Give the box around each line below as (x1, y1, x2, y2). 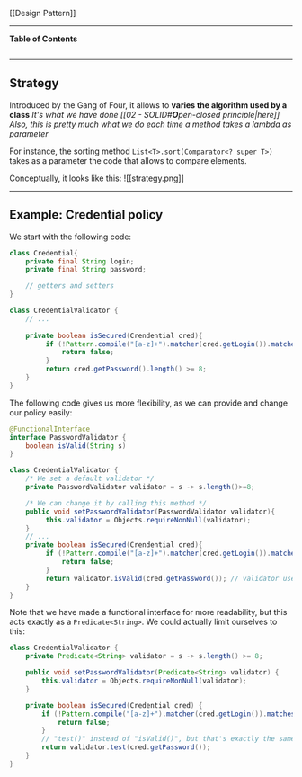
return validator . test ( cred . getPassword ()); (41, 743, 211, 752)
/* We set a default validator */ (25, 474, 155, 484)
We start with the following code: (9, 231, 132, 242)
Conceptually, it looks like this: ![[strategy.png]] (9, 173, 184, 183)
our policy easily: (9, 406, 73, 417)
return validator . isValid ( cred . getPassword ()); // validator (45, 574, 280, 583)
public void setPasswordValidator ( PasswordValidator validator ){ (25, 507, 276, 516)
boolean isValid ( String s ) (25, 441, 127, 451)
